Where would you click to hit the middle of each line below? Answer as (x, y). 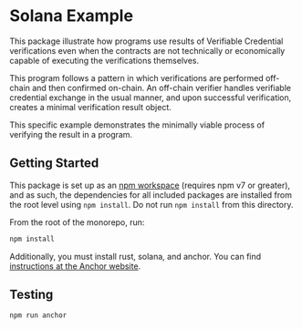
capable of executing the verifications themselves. (104, 60)
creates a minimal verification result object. (90, 107)
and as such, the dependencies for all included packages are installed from (151, 195)
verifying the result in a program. (71, 134)
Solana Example (72, 16)
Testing (31, 295)
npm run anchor (38, 315)
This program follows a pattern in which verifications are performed (136, 77)
